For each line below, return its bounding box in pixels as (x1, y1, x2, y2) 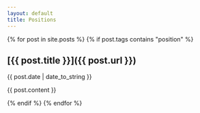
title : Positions (7, 16, 57, 23)
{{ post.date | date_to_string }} (7, 73, 92, 81)
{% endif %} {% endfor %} (7, 99, 83, 108)
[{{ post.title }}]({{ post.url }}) (7, 54, 137, 66)
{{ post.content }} (7, 86, 57, 94)
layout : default (7, 10, 53, 17)
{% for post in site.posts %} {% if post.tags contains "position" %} (7, 35, 194, 43)
